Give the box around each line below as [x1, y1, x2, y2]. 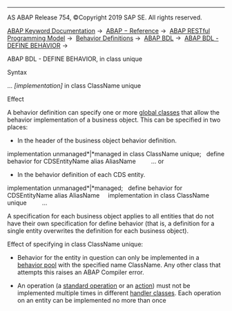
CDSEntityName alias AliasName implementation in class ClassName [7, 191, 209, 199]
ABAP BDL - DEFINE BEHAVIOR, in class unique [7, 55, 143, 63]
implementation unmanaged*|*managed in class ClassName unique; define [7, 150, 225, 158]
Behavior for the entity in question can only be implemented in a [17, 254, 200, 261]
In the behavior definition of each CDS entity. [17, 171, 146, 178]
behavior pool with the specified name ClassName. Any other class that [17, 261, 221, 269]
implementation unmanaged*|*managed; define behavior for [7, 184, 183, 192]
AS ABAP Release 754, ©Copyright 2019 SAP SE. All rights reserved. [7, 13, 202, 21]
